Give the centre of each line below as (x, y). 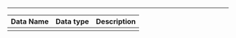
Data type (72, 21)
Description (116, 21)
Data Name (30, 21)
